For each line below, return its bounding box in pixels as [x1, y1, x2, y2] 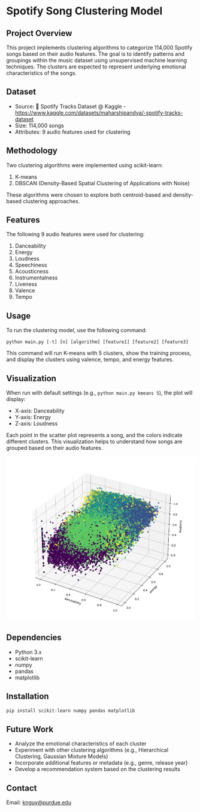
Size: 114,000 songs [14, 122, 64, 129]
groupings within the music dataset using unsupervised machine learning [6, 57, 187, 64]
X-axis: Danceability [14, 407, 65, 414]
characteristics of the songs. [6, 70, 77, 76]
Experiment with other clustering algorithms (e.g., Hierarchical [14, 747, 169, 754]
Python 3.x [14, 648, 42, 655]
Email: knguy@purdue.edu [6, 799, 72, 806]
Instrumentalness [14, 274, 58, 281]
